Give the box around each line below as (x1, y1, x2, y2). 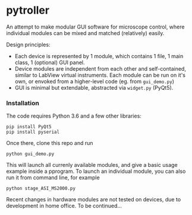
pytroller (6, 4, 49, 17)
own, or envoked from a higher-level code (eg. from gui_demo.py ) (14, 78, 174, 85)
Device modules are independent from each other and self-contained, (14, 65, 186, 72)
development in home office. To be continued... (6, 203, 122, 210)
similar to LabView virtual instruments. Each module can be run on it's (14, 71, 186, 78)
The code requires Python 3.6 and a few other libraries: (6, 112, 141, 119)
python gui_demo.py (6, 151, 55, 157)
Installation (6, 99, 40, 107)
